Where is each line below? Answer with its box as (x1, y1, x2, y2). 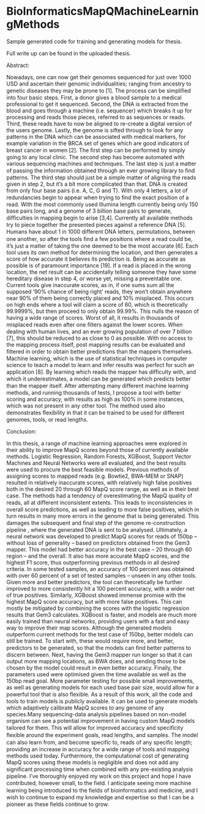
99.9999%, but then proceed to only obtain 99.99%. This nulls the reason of (6, 307, 199, 315)
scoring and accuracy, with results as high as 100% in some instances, (6, 395, 185, 403)
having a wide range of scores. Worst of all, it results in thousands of (6, 314, 180, 321)
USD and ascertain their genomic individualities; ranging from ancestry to (6, 80, 192, 87)
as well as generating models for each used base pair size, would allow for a (6, 684, 199, 691)
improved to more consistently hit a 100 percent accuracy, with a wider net (6, 585, 195, 592)
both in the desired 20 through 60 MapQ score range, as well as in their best (6, 485, 199, 492)
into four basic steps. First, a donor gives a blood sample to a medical (6, 93, 182, 101)
